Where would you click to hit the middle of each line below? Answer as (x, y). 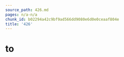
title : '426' (19, 24)
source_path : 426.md (27, 10)
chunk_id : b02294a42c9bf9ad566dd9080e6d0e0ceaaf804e (62, 19)
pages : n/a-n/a (21, 15)
